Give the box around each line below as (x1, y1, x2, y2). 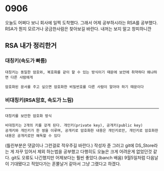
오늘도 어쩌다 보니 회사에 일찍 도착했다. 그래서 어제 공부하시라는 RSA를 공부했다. (5, 20, 158, 25)
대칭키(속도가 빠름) (5, 57, 47, 64)
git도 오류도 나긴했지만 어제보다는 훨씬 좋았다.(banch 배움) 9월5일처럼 (11, 154, 145, 160)
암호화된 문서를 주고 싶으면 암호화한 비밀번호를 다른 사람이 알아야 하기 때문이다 (5, 84, 144, 89)
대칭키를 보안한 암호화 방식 (5, 113, 52, 118)
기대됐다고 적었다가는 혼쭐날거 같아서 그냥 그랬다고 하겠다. (10, 161, 121, 167)
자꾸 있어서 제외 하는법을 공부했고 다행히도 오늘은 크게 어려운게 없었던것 (15, 149, 152, 154)
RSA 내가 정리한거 (5, 42, 57, 50)
